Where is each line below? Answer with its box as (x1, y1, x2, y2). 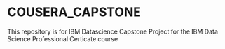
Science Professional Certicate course (7, 34, 118, 43)
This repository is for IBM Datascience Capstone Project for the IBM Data (7, 27, 219, 36)
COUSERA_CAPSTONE (7, 4, 142, 20)
